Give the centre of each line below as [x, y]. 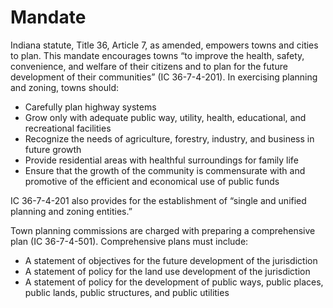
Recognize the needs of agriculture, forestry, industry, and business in [169, 138]
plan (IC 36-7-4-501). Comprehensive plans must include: [129, 241]
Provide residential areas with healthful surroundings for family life [161, 160]
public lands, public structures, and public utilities [127, 292]
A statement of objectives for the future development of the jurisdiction [171, 260]
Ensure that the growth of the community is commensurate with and [165, 170]
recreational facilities [68, 128]
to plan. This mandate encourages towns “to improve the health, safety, [157, 55]
